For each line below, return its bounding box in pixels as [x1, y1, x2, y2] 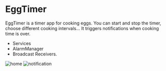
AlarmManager [12, 45, 44, 51]
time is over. [5, 30, 31, 36]
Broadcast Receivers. [12, 51, 57, 57]
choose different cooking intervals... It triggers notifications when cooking [5, 25, 159, 31]
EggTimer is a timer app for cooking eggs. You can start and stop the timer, [5, 20, 161, 26]
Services [12, 40, 31, 46]
